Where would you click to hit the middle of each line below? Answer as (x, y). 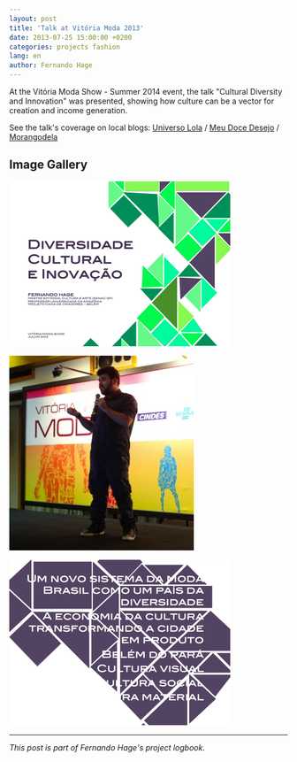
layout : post (33, 19)
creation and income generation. (69, 110)
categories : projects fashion (65, 47)
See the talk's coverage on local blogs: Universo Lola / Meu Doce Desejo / (145, 127)
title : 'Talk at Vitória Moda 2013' (76, 28)
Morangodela (34, 137)
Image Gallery (49, 165)
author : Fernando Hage (51, 65)
